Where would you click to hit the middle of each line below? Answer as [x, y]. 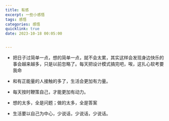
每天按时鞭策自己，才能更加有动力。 [50, 92]
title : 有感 [17, 10]
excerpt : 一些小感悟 [25, 15]
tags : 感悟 [16, 19]
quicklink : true [22, 29]
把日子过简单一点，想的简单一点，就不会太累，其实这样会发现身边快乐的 [88, 57]
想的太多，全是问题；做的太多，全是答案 [55, 103]
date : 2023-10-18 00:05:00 [34, 34]
